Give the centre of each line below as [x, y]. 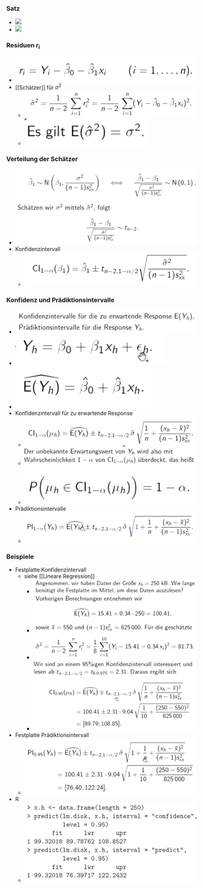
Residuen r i [23, 46]
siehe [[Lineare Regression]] [59, 576]
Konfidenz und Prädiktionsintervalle [60, 300]
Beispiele [20, 556]
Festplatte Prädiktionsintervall [52, 735]
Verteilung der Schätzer [42, 159]
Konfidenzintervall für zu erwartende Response [74, 413]
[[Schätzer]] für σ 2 [38, 87]
